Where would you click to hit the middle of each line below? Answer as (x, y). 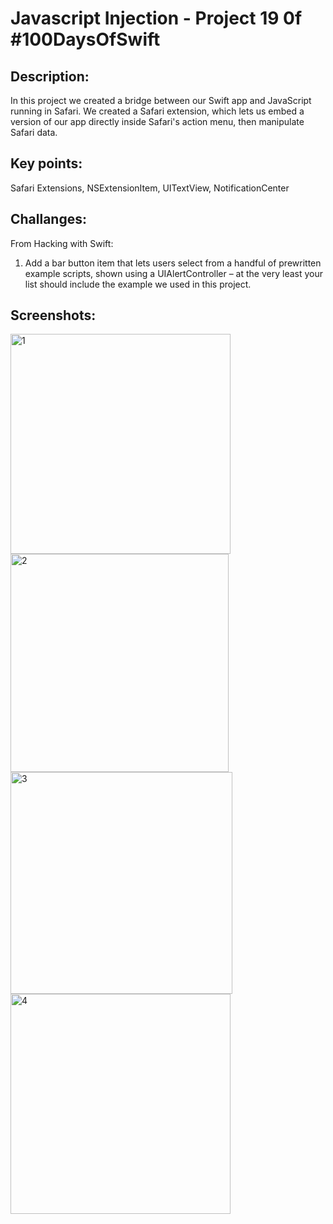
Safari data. (34, 132)
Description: (50, 76)
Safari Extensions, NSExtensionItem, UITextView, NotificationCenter (150, 188)
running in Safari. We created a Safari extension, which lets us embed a (157, 111)
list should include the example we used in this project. (138, 284)
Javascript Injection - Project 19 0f (156, 18)
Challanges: (49, 219)
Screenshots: (53, 315)
